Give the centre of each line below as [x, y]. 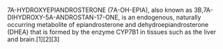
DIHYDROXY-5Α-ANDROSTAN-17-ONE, [64, 17]
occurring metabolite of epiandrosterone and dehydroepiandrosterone [108, 24]
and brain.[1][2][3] [33, 39]
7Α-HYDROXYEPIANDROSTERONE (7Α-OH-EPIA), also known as [100, 10]
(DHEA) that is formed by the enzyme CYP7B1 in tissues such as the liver [112, 32]
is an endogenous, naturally [161, 17]
